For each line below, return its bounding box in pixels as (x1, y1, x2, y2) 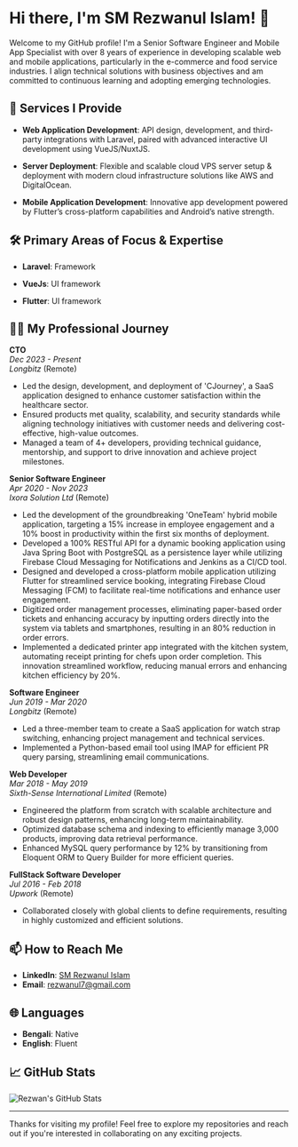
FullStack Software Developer (9, 870, 122, 880)
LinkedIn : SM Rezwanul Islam (21, 970, 130, 981)
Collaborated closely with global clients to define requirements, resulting (21, 905, 287, 916)
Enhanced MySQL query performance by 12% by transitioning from (21, 843, 268, 854)
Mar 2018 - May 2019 (9, 778, 89, 789)
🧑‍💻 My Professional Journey (9, 321, 169, 336)
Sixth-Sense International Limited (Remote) (9, 788, 168, 799)
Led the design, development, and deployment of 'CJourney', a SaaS (21, 381, 274, 392)
